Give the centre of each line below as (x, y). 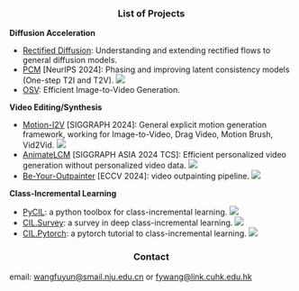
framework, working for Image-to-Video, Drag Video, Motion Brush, (148, 134)
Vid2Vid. (38, 145)
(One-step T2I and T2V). (68, 80)
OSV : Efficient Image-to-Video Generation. (101, 90)
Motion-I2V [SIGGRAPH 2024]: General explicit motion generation (145, 125)
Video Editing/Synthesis (56, 107)
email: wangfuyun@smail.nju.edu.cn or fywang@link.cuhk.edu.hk (131, 277)
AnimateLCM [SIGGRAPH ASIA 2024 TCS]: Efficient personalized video (154, 155)
